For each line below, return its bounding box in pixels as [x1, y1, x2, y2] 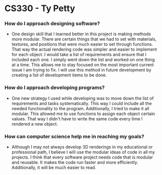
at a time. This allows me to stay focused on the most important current [11, 62, 154, 68]
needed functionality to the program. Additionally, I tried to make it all [11, 105, 149, 111]
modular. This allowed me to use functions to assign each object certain [11, 111, 155, 117]
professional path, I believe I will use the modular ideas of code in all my [11, 149, 155, 155]
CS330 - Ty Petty [4, 3, 75, 14]
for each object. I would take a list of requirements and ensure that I [11, 52, 147, 58]
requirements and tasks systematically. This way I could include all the [11, 100, 152, 106]
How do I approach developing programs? [4, 84, 105, 91]
